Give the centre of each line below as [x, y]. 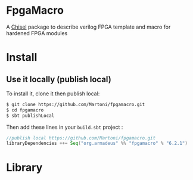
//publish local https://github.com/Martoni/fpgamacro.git [81, 138]
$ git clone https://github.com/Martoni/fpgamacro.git [76, 104]
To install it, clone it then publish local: [53, 94]
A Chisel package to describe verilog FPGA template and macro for [88, 27]
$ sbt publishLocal [30, 116]
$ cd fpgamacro [25, 110]
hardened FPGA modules [37, 33]
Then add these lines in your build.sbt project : [65, 127]
